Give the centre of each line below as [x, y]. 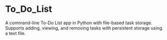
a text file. [16, 33]
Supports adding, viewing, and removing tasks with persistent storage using [84, 28]
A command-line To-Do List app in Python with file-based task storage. [79, 23]
